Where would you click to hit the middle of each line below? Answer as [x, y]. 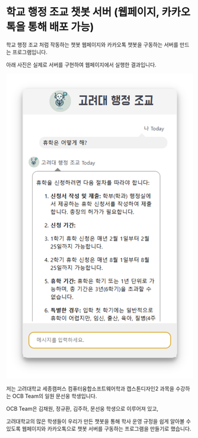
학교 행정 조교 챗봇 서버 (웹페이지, [83, 12]
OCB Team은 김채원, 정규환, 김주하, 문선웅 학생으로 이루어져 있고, [82, 409]
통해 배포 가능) [61, 27]
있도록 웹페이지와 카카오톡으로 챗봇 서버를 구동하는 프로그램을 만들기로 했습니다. [99, 429]
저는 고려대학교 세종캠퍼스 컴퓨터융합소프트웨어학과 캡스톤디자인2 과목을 [90, 389]
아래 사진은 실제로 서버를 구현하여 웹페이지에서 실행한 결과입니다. [82, 64]
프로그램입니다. [30, 52]
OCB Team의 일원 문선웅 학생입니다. [55, 396]
